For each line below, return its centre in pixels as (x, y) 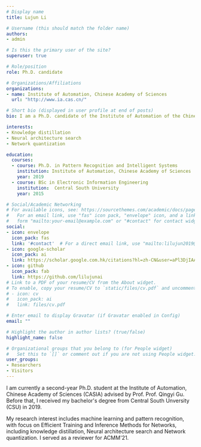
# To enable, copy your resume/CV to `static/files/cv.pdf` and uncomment (101, 288)
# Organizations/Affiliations (44, 83)
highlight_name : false (34, 337)
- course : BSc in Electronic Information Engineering (80, 182)
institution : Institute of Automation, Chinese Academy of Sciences (104, 172)
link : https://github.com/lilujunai (57, 277)
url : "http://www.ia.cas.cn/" (49, 100)
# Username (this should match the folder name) (68, 28)
